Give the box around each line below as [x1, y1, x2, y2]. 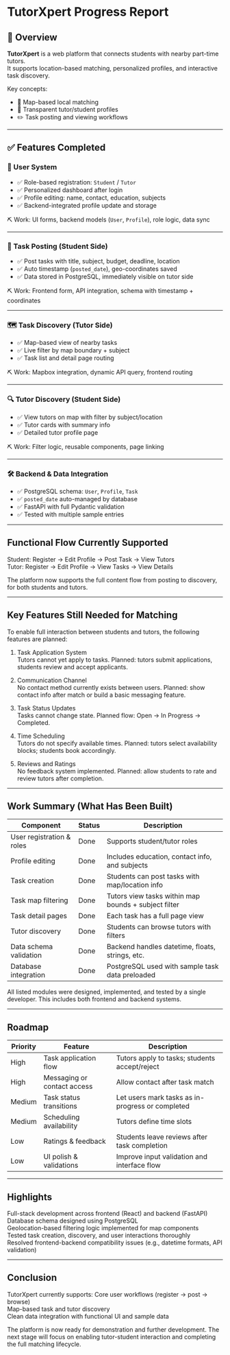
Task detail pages [10, 911, 67, 921]
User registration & [10, 832, 71, 842]
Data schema [10, 942, 53, 952]
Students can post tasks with [106, 872, 200, 881]
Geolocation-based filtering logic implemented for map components [7, 1223, 199, 1232]
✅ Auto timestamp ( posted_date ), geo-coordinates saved [16, 265, 178, 273]
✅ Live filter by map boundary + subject [16, 346, 130, 355]
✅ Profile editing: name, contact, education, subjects [16, 193, 166, 202]
